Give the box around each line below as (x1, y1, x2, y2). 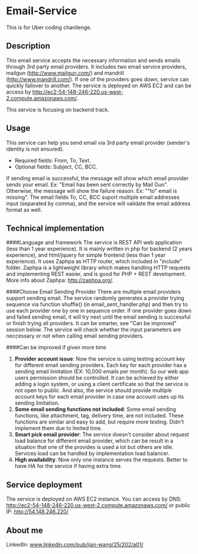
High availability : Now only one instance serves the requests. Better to (14, 456, 188, 463)
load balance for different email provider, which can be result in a (14, 437, 173, 444)
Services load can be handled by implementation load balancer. (14, 450, 170, 457)
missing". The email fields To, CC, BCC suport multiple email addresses (6, 193, 180, 200)
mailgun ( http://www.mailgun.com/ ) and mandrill (6, 69, 124, 77)
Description (6, 41, 50, 51)
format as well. (6, 206, 43, 213)
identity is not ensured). (6, 145, 64, 152)
